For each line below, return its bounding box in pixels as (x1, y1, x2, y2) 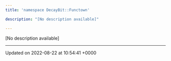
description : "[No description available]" (5, 16, 99, 22)
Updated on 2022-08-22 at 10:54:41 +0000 (5, 49, 97, 56)
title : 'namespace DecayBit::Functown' (5, 7, 90, 13)
